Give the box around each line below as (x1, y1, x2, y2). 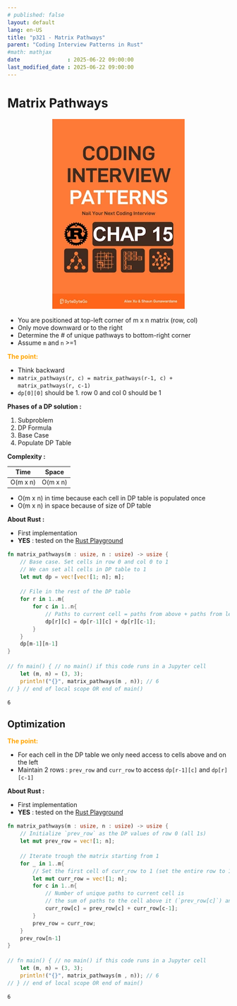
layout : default (7, 18, 55, 26)
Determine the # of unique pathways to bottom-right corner (17, 331, 191, 339)
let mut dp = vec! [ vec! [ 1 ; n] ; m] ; (20, 573, 125, 581)
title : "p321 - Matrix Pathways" (7, 34, 106, 41)
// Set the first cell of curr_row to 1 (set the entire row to (32, 867, 226, 874)
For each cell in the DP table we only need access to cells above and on (17, 750, 227, 759)
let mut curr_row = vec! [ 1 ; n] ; (32, 875, 128, 882)
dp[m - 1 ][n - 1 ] (20, 641, 59, 648)
